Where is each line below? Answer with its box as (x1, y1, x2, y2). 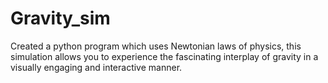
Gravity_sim (10, 7, 111, 30)
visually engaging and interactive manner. (10, 61, 183, 73)
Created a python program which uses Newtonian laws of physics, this (10, 40, 302, 52)
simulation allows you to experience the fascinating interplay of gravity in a (10, 50, 319, 62)
